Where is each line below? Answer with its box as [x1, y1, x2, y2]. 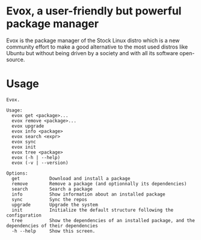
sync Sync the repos [11, 196, 87, 202]
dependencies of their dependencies [6, 223, 98, 229]
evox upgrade [11, 123, 45, 129]
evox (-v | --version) [11, 160, 69, 166]
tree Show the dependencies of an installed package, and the [11, 217, 196, 223]
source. [6, 56, 25, 63]
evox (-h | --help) [11, 154, 61, 160]
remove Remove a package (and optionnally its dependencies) [11, 181, 187, 187]
